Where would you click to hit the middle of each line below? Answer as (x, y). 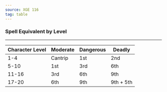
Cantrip (60, 58)
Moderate (63, 49)
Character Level (27, 49)
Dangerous (93, 49)
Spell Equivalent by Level (36, 32)
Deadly (122, 49)
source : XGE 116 (22, 10)
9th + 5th (122, 82)
